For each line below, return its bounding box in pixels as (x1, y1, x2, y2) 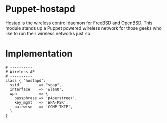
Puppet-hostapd (5, 3, 75, 15)
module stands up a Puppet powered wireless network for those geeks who (5, 25, 162, 31)
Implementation (5, 48, 73, 59)
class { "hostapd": (5, 78, 46, 83)
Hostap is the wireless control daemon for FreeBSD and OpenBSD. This (5, 20, 153, 26)
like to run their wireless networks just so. (5, 30, 92, 36)
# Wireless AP (5, 69, 35, 74)
